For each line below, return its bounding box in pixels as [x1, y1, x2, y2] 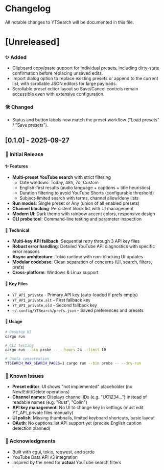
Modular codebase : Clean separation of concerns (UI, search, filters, [12, 259, 152, 265]
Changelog [5, 3, 51, 14]
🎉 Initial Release [5, 151, 44, 158]
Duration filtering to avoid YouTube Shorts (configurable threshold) [19, 190, 154, 196]
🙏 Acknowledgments [5, 438, 56, 444]
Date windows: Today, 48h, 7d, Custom [19, 180, 99, 186]
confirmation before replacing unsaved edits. [12, 70, 103, 76]
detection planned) [12, 425, 50, 431]
